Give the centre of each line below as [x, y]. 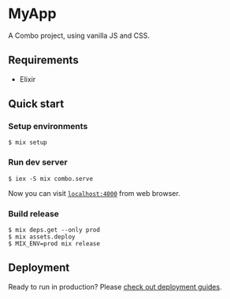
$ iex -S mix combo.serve [50, 179]
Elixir [28, 79]
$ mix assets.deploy [42, 237]
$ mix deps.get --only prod [54, 230]
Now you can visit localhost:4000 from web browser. [95, 193]
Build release [33, 213]
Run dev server [38, 162]
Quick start [36, 104]
